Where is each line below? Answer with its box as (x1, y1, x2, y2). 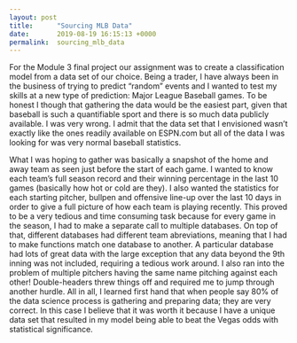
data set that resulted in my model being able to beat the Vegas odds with (9, 315, 279, 325)
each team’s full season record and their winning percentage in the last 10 (9, 174, 279, 184)
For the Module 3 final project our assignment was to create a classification (9, 62, 285, 73)
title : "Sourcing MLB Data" (9, 21, 133, 30)
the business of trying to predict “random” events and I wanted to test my (9, 81, 277, 91)
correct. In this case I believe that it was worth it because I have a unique (9, 305, 276, 316)
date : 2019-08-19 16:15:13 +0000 (9, 29, 157, 38)
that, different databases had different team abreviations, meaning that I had (9, 230, 288, 240)
